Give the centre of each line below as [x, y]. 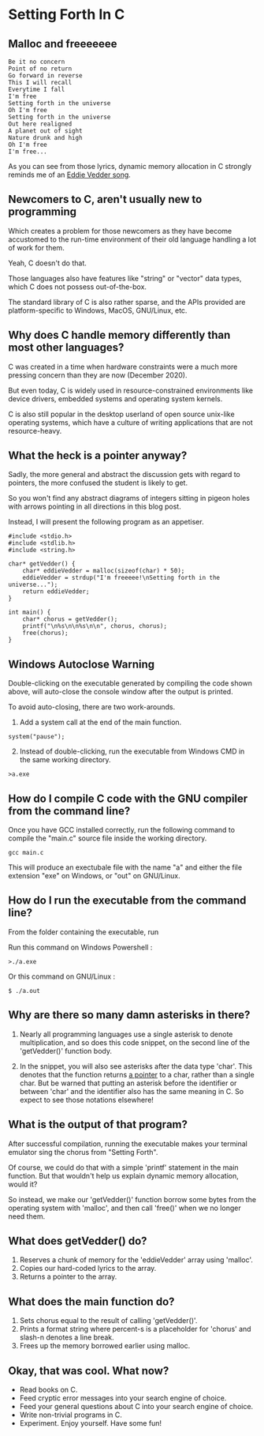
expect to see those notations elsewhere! [86, 1100]
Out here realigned [40, 124]
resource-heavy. [35, 430]
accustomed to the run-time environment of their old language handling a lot [132, 239]
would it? [23, 1184]
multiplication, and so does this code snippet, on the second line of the [135, 1042]
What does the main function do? [91, 1301]
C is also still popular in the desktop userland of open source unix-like [121, 414]
